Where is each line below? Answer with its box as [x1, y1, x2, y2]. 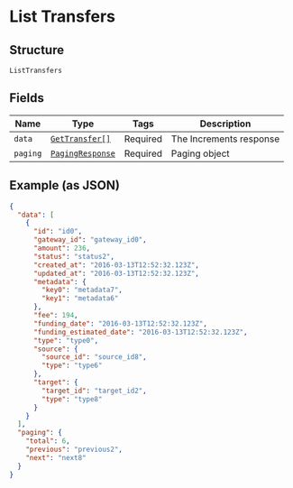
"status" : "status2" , [32, 252, 115, 261]
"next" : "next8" [25, 453, 87, 462]
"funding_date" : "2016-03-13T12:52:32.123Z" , [32, 318, 207, 328]
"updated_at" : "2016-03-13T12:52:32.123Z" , [32, 269, 200, 278]
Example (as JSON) [9, 178, 120, 193]
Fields [9, 90, 45, 106]
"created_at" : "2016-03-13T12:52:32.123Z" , [32, 260, 200, 270]
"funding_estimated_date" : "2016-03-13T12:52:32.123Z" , [32, 327, 248, 336]
